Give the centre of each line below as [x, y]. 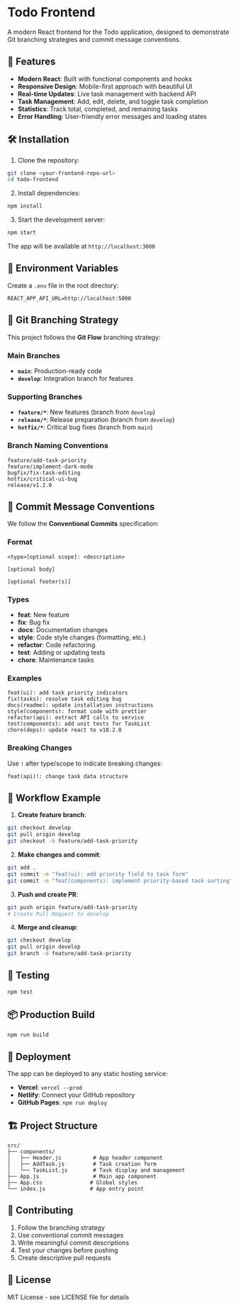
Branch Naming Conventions [58, 445]
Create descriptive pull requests [64, 1257]
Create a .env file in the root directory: [63, 285]
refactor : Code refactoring [56, 644]
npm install [25, 206]
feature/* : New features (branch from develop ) [86, 412]
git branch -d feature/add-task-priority [69, 954]
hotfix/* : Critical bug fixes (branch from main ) [85, 427]
